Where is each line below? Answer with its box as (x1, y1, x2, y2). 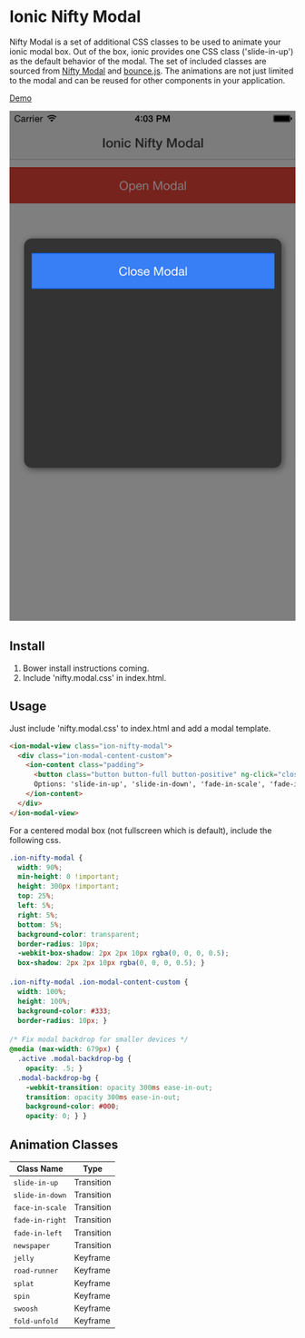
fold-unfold (13, 1317, 59, 1326)
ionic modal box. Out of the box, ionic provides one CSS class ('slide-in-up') (9, 45, 294, 56)
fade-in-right (13, 1216, 67, 1225)
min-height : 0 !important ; (17, 872, 120, 881)
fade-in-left (13, 1228, 63, 1238)
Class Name (16, 1164, 64, 1175)
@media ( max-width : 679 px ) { (9, 1045, 120, 1054)
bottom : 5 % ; (17, 920, 64, 930)
